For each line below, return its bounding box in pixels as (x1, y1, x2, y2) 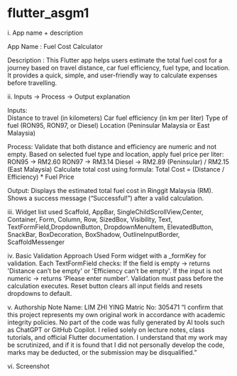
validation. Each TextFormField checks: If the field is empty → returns (7, 259, 211, 267)
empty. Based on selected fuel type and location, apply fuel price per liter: (7, 150, 224, 158)
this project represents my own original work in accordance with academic (7, 310, 226, 319)
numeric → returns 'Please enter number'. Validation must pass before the (7, 274, 224, 282)
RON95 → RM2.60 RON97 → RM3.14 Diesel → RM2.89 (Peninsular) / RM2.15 (7, 157, 229, 166)
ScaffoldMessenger (7, 238, 65, 246)
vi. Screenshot (7, 362, 50, 370)
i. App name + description (7, 28, 83, 37)
